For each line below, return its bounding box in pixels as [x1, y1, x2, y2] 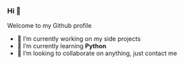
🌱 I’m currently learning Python [17, 42, 107, 50]
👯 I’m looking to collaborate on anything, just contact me [17, 49, 178, 57]
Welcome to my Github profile [7, 22, 92, 30]
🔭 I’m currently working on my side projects [17, 35, 141, 43]
